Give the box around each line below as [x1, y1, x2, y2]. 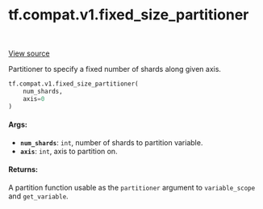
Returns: [8, 165, 39, 174]
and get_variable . [8, 191, 69, 201]
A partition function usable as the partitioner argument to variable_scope [8, 182, 256, 192]
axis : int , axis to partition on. [19, 146, 119, 156]
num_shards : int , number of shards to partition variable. [19, 137, 203, 147]
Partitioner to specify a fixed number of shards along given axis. [8, 64, 222, 73]
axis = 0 [23, 94, 45, 102]
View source [8, 48, 50, 58]
